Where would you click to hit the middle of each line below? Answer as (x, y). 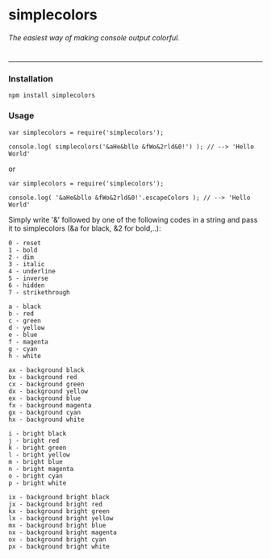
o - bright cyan (35, 476)
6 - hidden (27, 285)
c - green (25, 320)
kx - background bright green (59, 511)
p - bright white (38, 483)
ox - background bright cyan (57, 539)
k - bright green (38, 448)
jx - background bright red (56, 504)
